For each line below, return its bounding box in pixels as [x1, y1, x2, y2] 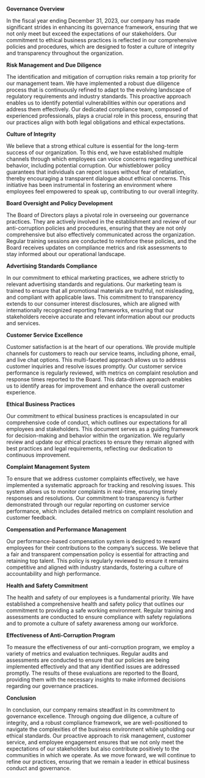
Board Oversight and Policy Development [6, 200, 113, 207]
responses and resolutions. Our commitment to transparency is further [6, 494, 184, 502]
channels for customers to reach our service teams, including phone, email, [6, 350, 196, 357]
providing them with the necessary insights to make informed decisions [6, 676, 186, 683]
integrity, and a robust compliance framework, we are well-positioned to [6, 719, 188, 726]
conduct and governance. [6, 765, 71, 772]
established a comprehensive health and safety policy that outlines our [6, 600, 184, 607]
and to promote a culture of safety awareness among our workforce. [6, 620, 179, 627]
